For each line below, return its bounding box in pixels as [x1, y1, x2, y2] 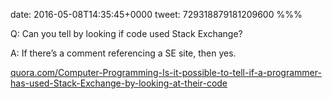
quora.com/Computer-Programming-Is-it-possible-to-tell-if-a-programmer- [10, 67, 322, 78]
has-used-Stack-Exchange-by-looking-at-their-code [10, 77, 228, 89]
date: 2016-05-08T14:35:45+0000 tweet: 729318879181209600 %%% [10, 9, 303, 20]
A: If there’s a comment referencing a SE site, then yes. [10, 47, 237, 59]
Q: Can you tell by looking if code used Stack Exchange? [10, 28, 243, 39]
